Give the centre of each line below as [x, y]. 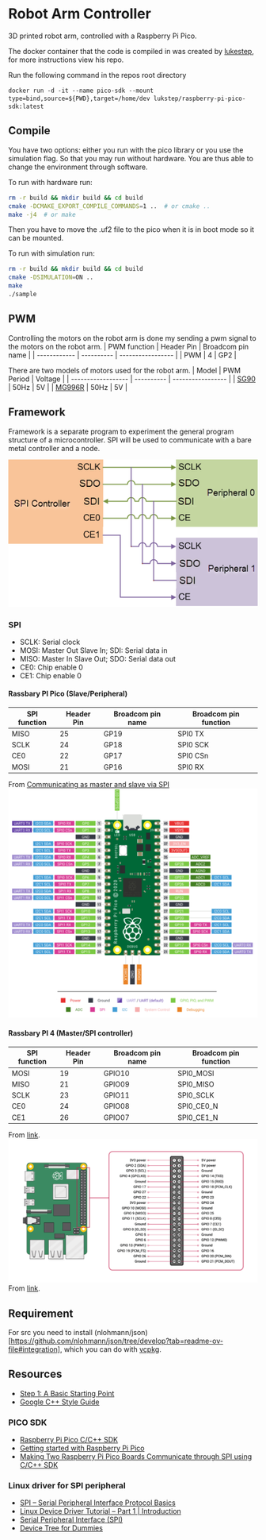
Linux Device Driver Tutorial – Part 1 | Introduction [101, 1511]
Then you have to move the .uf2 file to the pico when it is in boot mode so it [131, 230]
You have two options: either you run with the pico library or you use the [126, 150]
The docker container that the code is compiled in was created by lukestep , [131, 51]
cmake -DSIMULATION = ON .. [51, 278]
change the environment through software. [78, 167]
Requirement [41, 1313]
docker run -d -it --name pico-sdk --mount [81, 91]
